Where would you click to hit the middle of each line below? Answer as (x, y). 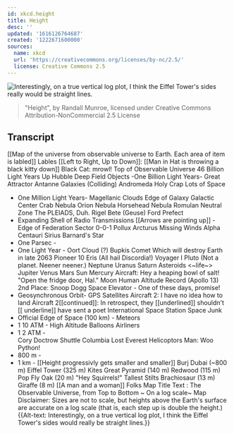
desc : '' (20, 27)
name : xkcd (30, 54)
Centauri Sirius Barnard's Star (61, 235)
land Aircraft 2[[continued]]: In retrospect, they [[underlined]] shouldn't (121, 303)
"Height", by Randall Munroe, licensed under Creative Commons (118, 107)
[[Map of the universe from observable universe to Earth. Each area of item (116, 154)
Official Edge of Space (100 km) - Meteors (79, 318)
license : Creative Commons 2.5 (60, 66)
